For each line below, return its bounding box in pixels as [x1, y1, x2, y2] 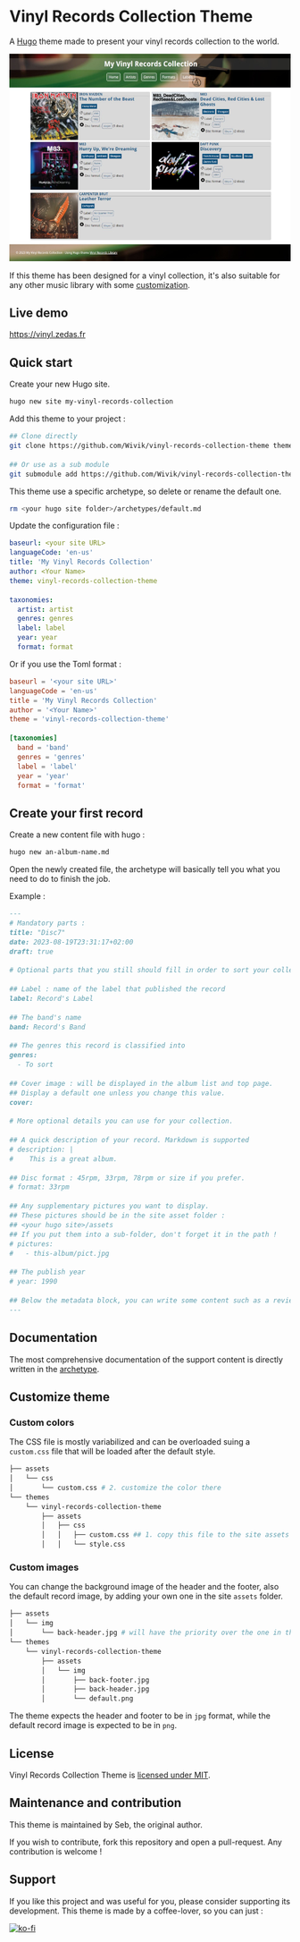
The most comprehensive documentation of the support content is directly [9, 1353, 284, 1365]
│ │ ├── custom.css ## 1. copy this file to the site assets [41, 1531, 290, 1539]
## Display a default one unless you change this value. [9, 1089, 226, 1098]
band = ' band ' [17, 743, 70, 752]
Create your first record [9, 805, 144, 820]
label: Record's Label [9, 994, 94, 1003]
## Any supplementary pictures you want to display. [9, 1201, 210, 1211]
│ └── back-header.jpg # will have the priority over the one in [9, 1628, 281, 1638]
